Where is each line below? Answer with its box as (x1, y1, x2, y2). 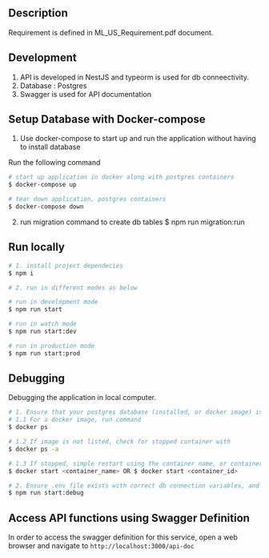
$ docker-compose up (8, 180, 78, 189)
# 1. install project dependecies (8, 261, 124, 269)
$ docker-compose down (8, 203, 84, 211)
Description (8, 6, 68, 20)
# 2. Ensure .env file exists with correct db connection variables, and (8, 481, 260, 490)
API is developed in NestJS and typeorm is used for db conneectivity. (19, 72, 250, 82)
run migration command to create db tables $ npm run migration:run (19, 216, 246, 227)
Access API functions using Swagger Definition (8, 511, 251, 524)
